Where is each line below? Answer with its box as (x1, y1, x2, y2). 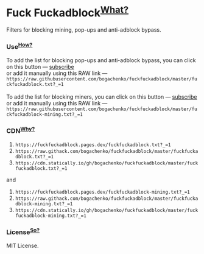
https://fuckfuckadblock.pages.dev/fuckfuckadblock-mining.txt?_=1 (15, 189, 190, 195)
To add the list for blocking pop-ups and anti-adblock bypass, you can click (6, 57, 196, 64)
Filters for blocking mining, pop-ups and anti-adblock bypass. (6, 26, 161, 34)
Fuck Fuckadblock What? (6, 4, 129, 20)
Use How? (6, 41, 33, 51)
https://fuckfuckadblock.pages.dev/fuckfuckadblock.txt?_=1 (15, 141, 171, 148)
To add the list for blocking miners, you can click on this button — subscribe (6, 93, 197, 101)
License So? (6, 227, 40, 236)
